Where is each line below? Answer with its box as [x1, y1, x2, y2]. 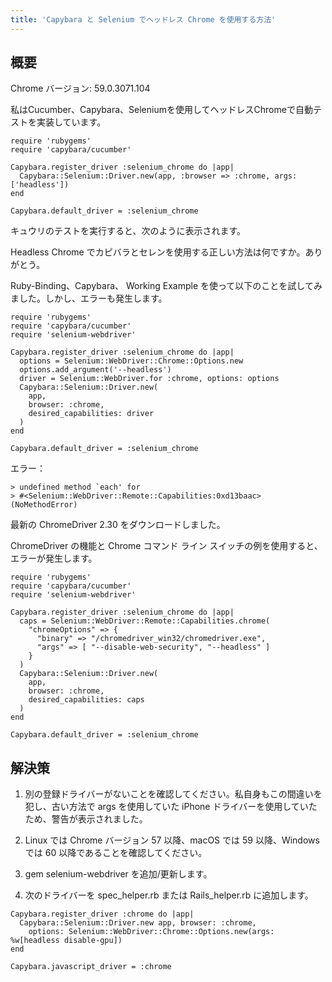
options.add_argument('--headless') [19, 365, 172, 375]
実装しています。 [36, 116, 107, 128]
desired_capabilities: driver [28, 409, 155, 419]
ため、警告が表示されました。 [24, 813, 148, 825]
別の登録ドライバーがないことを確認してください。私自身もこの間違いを [24, 788, 323, 800]
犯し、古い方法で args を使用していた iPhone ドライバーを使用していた [24, 801, 318, 813]
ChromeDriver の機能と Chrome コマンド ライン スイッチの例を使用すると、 [10, 540, 323, 552]
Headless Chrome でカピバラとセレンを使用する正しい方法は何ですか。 [10, 246, 306, 258]
